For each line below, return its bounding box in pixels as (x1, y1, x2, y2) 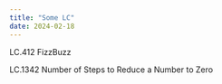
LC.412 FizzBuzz (9, 46, 72, 57)
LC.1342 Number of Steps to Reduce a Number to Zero (9, 64, 214, 75)
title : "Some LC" (9, 13, 75, 23)
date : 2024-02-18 (9, 22, 75, 31)
